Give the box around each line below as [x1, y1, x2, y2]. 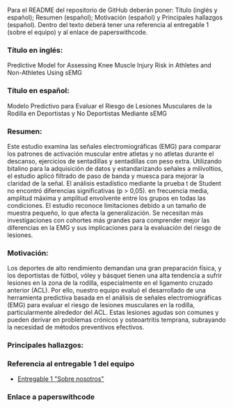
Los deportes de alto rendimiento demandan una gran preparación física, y [7, 264, 222, 272]
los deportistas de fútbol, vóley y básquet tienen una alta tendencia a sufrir [7, 271, 223, 280]
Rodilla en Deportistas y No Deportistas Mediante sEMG [7, 109, 167, 117]
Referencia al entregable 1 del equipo [7, 359, 135, 369]
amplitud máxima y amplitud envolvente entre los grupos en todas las [7, 194, 207, 202]
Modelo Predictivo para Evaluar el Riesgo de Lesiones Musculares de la [7, 101, 212, 110]
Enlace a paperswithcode [7, 392, 95, 402]
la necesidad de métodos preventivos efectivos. [7, 323, 145, 332]
